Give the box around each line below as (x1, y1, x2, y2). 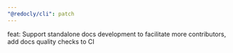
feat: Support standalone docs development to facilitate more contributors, (7, 30, 227, 38)
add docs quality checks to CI (7, 37, 94, 46)
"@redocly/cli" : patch (7, 10, 75, 18)
